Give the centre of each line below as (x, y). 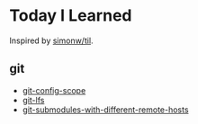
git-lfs (33, 100)
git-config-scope (54, 90)
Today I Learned (71, 16)
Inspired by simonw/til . (51, 40)
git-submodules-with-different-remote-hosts (105, 110)
